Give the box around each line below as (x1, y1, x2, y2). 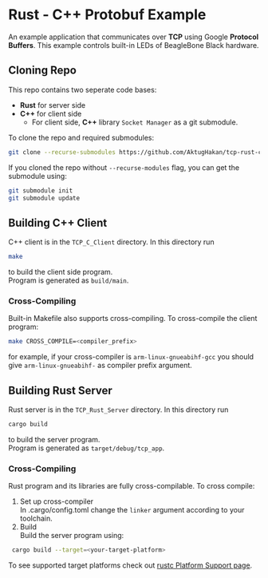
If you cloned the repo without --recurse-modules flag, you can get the (8, 162, 240, 172)
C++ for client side (19, 109, 82, 118)
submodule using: (8, 171, 68, 180)
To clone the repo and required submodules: (8, 133, 155, 142)
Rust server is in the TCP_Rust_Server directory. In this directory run (8, 405, 229, 414)
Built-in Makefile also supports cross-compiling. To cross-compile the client (8, 314, 258, 323)
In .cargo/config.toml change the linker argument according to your (19, 505, 245, 515)
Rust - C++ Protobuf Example (8, 6, 207, 24)
